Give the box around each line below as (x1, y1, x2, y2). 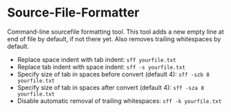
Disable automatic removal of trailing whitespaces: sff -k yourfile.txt (17, 96, 222, 104)
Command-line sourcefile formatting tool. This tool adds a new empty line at (7, 27, 225, 36)
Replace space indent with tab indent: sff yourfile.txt (17, 55, 176, 63)
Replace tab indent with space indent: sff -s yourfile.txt (17, 63, 185, 71)
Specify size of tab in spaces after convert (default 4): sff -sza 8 (17, 83, 205, 91)
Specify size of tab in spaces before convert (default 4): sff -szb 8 (17, 70, 210, 78)
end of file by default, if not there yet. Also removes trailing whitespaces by (7, 34, 221, 43)
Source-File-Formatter (7, 5, 140, 21)
